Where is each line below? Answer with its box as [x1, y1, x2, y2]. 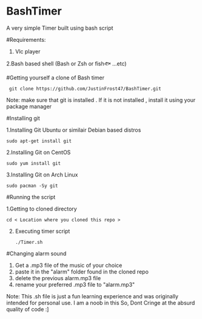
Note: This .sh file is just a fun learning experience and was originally [6, 292, 179, 300]
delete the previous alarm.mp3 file [15, 274, 101, 281]
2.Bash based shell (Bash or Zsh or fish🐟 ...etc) [6, 59, 127, 67]
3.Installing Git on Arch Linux [6, 171, 78, 178]
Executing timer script [15, 227, 70, 235]
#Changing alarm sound [6, 250, 67, 257]
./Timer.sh [15, 239, 43, 245]
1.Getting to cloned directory [6, 205, 77, 212]
